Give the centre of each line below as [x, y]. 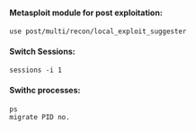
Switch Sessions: [42, 51]
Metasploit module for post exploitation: [86, 13]
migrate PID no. [40, 117]
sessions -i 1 [36, 70]
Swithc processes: [45, 90]
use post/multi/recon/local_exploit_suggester [98, 31]
